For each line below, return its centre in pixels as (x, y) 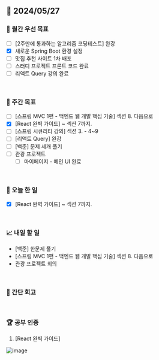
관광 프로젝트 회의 (36, 264)
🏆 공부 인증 (22, 322)
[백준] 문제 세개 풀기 (38, 146)
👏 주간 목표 (21, 102)
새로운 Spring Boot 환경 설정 (49, 51)
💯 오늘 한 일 (22, 190)
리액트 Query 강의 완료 (42, 73)
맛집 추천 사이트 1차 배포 (43, 58)
